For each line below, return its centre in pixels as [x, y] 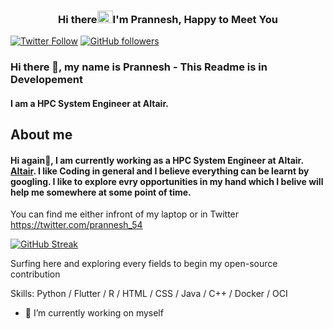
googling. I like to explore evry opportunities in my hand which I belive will [167, 181]
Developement [46, 80]
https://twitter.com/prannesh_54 [76, 225]
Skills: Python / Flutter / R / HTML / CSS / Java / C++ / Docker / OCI [149, 294]
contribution [35, 274]
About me [41, 135]
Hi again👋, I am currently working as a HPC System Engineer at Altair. [157, 160]
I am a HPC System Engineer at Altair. [89, 103]
